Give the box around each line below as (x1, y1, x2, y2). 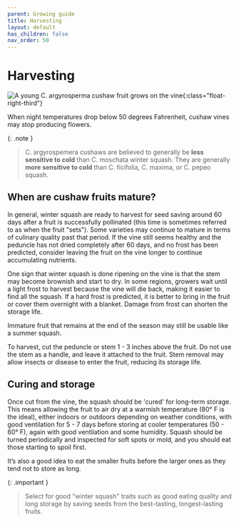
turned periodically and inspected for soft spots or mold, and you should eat (7, 435, 231, 444)
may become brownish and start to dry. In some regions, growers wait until (7, 277, 228, 285)
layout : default (7, 24, 56, 31)
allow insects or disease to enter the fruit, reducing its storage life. (7, 357, 202, 366)
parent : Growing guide (7, 10, 75, 18)
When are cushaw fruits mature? (7, 191, 156, 203)
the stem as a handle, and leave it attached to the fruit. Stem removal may (7, 350, 224, 359)
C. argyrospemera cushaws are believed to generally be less (24, 148, 204, 157)
